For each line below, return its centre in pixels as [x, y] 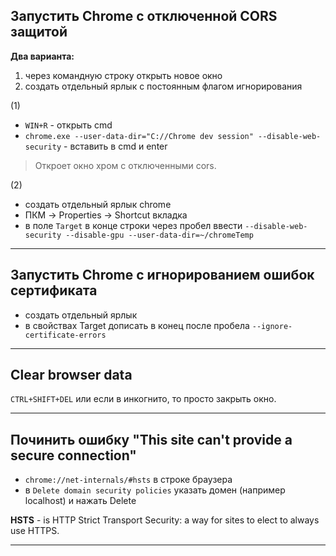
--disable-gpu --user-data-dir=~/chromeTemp [159, 235]
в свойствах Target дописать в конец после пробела [137, 325]
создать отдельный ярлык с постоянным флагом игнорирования [163, 86]
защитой [39, 32]
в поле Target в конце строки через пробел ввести [133, 225]
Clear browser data [71, 375]
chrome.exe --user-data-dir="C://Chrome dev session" [139, 136]
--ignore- [272, 326]
